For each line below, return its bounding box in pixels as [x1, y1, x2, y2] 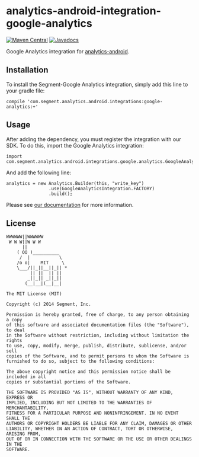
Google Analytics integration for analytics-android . [6, 47, 130, 55]
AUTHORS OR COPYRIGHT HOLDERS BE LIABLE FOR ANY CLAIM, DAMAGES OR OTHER [6, 421, 192, 427]
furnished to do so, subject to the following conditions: [6, 359, 155, 365]
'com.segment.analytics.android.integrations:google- [27, 98, 163, 104]
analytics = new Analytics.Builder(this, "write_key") [6, 180, 145, 186]
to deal [6, 327, 25, 333]
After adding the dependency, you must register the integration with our [6, 135, 182, 143]
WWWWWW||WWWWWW [6, 234, 44, 240]
